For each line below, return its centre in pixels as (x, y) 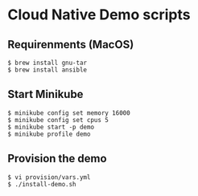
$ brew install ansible (47, 70)
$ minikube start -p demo (51, 127)
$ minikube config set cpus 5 (58, 120)
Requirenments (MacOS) (71, 45)
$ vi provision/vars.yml (49, 177)
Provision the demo (57, 159)
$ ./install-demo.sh (42, 184)
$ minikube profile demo (49, 134)
